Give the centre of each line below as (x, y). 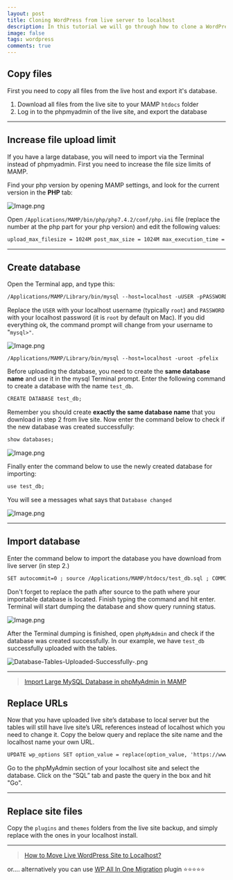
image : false (26, 33)
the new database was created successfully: (71, 427)
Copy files (30, 74)
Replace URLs (37, 703)
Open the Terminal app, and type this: (61, 284)
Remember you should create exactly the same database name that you (111, 412)
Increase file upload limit (62, 140)
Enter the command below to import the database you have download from (114, 558)
